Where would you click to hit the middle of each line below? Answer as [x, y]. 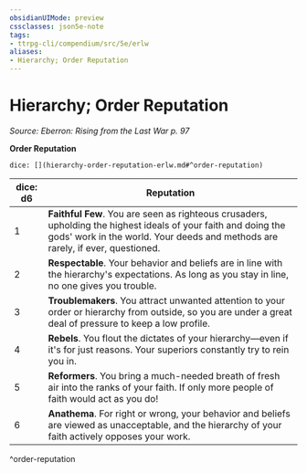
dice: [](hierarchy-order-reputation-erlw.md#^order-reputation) [136, 165]
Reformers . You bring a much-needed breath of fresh [164, 375]
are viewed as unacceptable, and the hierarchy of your [165, 425]
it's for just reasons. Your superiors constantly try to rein [169, 350]
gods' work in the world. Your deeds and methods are [163, 236]
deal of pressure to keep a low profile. [129, 323]
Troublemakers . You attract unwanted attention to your [166, 300]
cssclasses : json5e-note [57, 26]
